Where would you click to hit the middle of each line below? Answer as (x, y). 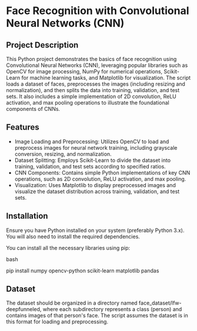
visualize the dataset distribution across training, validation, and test (97, 191)
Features (23, 127)
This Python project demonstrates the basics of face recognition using (91, 59)
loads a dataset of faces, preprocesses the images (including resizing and (96, 84)
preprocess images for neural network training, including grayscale (96, 147)
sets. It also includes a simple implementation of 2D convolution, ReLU (91, 96)
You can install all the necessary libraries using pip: (68, 248)
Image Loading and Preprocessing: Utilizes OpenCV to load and (92, 141)
